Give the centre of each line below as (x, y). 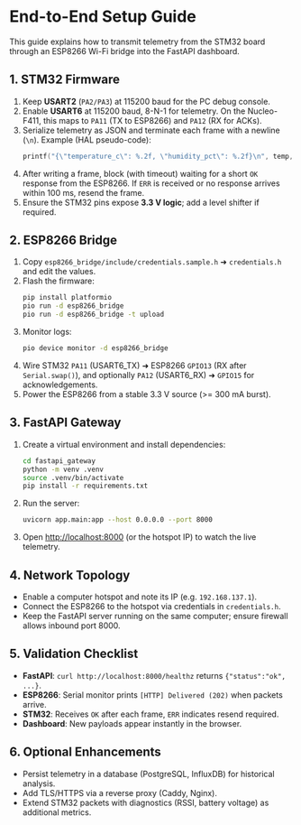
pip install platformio (67, 298)
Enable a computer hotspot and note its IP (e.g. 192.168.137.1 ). (140, 597)
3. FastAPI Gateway (65, 423)
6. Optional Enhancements (86, 752)
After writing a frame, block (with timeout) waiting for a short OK (140, 173)
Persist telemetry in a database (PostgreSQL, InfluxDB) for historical (148, 774)
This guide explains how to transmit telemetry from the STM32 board (137, 42)
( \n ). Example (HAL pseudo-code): (87, 139)
